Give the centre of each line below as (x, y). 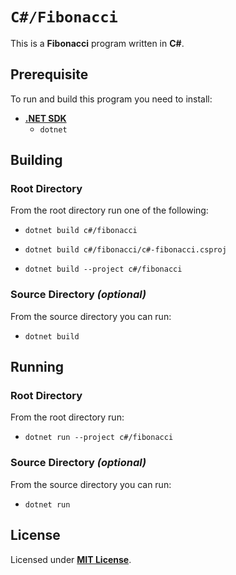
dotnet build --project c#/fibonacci (103, 269)
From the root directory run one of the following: (109, 210)
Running (37, 367)
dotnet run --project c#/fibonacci (99, 438)
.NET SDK (45, 118)
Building (36, 160)
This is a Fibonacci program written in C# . (97, 43)
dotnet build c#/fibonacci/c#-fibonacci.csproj (125, 250)
